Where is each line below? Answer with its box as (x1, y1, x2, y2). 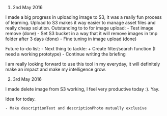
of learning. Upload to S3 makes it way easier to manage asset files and (5, 20, 156, 25)
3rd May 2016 (12, 76, 42, 82)
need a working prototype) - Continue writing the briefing (5, 51, 126, 57)
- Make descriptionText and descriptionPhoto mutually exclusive (5, 106, 147, 111)
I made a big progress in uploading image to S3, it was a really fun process (5, 14, 162, 20)
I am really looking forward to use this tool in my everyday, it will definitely (5, 61, 160, 67)
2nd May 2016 (12, 5, 43, 10)
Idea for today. (5, 96, 36, 102)
